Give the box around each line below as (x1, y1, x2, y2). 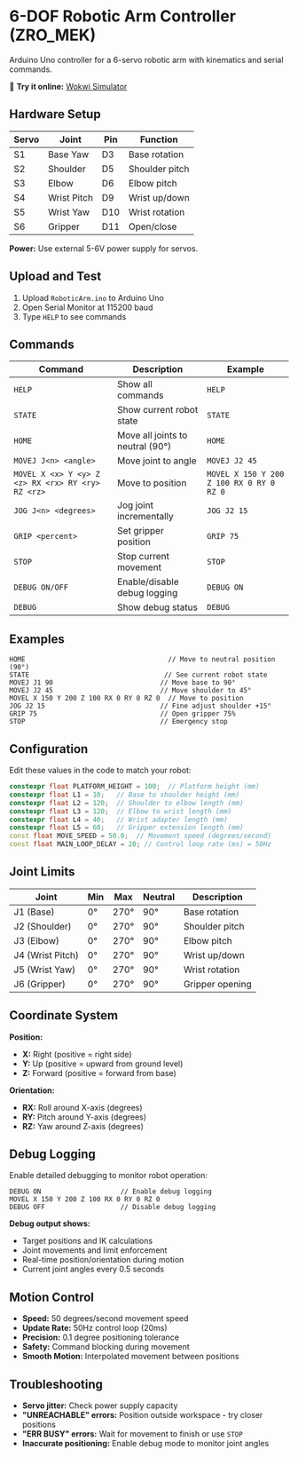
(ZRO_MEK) (9, 25, 97, 45)
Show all (116, 378, 153, 391)
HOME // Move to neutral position (9, 655, 276, 664)
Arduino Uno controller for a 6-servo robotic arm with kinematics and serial (9, 54, 284, 65)
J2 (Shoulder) (13, 920, 73, 932)
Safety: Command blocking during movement (21, 1342, 191, 1352)
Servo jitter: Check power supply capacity (21, 1400, 178, 1411)
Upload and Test (9, 269, 102, 284)
